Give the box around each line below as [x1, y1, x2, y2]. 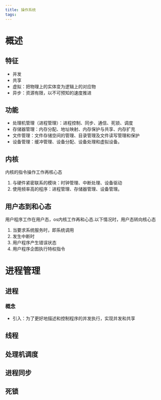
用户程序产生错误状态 [12, 239, 56, 246]
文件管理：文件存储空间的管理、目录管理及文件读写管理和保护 [12, 132, 140, 138]
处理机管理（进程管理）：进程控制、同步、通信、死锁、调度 [12, 120, 133, 126]
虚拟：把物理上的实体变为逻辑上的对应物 [12, 83, 96, 89]
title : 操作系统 [5, 7, 36, 13]
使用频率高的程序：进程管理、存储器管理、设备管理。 [12, 186, 122, 192]
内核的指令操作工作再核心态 [5, 169, 62, 175]
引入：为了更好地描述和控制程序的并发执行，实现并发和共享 [12, 315, 135, 321]
